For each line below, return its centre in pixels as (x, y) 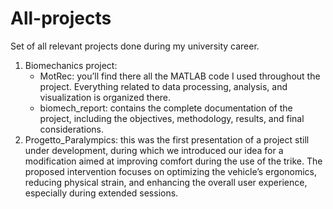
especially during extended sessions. (101, 193)
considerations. (71, 129)
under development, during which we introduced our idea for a (154, 150)
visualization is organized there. (105, 97)
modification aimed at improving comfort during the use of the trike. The (173, 161)
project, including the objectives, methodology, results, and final (172, 118)
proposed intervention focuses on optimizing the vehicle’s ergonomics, (171, 171)
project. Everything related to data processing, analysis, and (163, 86)
